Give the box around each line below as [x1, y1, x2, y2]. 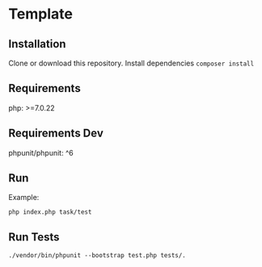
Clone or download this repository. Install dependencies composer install [8, 58, 255, 68]
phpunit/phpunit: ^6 [8, 148, 74, 157]
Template [8, 5, 73, 23]
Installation [8, 37, 66, 51]
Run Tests [8, 230, 60, 244]
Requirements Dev [8, 127, 104, 140]
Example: [8, 193, 40, 202]
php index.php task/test [8, 208, 92, 216]
